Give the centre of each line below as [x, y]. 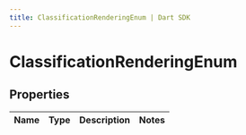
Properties [40, 95]
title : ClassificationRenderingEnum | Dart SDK [100, 17]
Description [105, 120]
